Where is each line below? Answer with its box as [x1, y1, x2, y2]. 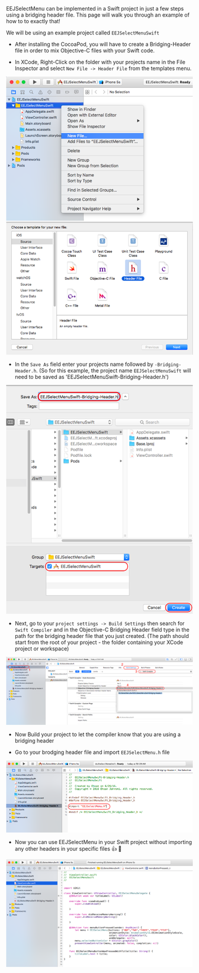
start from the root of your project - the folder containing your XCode [14, 639, 184, 646]
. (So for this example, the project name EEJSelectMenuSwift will [36, 367, 191, 374]
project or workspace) [14, 645, 69, 652]
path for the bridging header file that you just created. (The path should [14, 633, 190, 640]
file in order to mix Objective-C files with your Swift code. [14, 47, 155, 54]
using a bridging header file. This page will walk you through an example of [6, 11, 190, 18]
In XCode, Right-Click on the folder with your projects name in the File [14, 59, 185, 65]
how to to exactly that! [6, 18, 60, 24]
